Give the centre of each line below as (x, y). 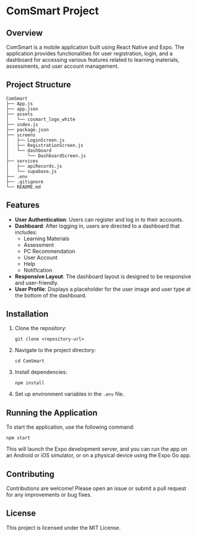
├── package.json (28, 130)
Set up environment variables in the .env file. (69, 394)
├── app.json (22, 109)
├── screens (21, 135)
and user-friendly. (37, 282)
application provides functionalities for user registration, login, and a (90, 54)
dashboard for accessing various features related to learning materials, (93, 60)
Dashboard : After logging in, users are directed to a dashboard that (97, 226)
